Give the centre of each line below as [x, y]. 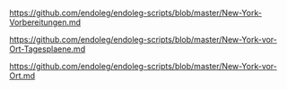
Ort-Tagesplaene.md [48, 49]
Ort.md [22, 76]
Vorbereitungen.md [45, 22]
